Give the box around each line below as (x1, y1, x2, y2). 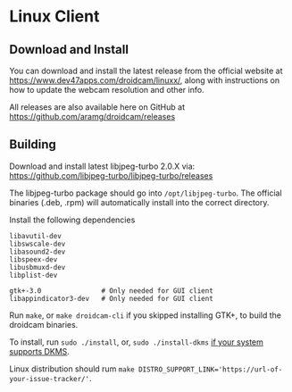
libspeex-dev (9, 254, 58, 264)
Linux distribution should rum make (9, 363, 136, 374)
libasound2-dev (9, 247, 66, 256)
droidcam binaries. (9, 319, 79, 329)
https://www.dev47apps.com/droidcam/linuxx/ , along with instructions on (9, 75, 279, 86)
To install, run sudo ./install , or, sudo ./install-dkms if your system (9, 337, 263, 347)
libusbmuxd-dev (9, 263, 66, 271)
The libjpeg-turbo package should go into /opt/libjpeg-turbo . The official (9, 188, 283, 198)
